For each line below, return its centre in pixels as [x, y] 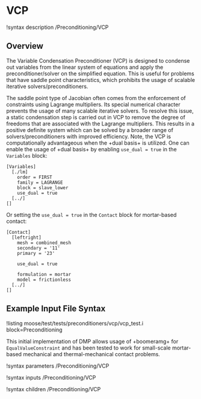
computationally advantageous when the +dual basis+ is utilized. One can [98, 143]
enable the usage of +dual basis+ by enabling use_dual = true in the [91, 149]
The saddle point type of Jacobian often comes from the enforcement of [96, 98]
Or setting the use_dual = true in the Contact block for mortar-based [91, 215]
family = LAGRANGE [40, 182]
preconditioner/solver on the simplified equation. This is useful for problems [100, 74]
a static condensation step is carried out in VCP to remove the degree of [96, 117]
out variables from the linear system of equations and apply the [85, 67]
